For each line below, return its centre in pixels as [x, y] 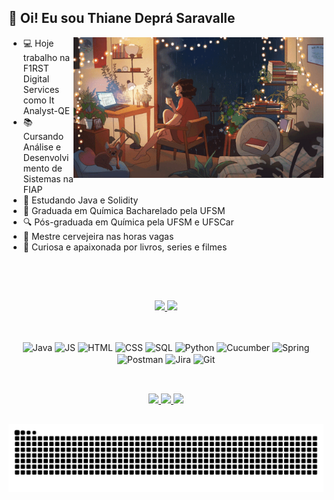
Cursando [43, 136]
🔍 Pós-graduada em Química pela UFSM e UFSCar [128, 222]
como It [38, 100]
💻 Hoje [38, 43]
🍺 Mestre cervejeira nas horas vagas [98, 236]
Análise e [42, 147]
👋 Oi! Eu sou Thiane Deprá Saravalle [122, 18]
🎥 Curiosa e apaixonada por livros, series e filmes [125, 247]
